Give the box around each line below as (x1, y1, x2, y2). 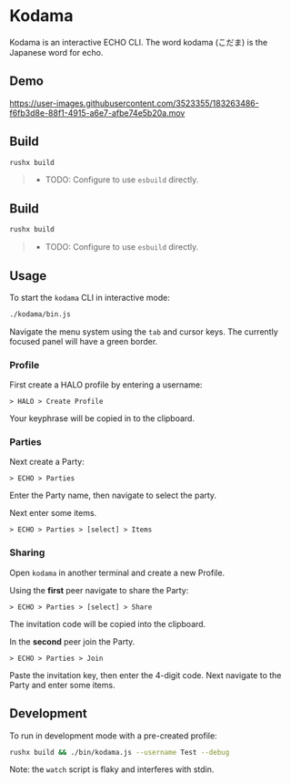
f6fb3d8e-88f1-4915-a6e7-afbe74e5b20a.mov (9, 107, 186, 119)
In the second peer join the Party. (9, 635, 135, 647)
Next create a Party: (9, 457, 85, 468)
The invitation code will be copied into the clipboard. (9, 618, 206, 629)
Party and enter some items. (9, 679, 115, 690)
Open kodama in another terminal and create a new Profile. (9, 567, 226, 578)
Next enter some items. (9, 508, 97, 519)
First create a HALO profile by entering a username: (9, 379, 203, 390)
